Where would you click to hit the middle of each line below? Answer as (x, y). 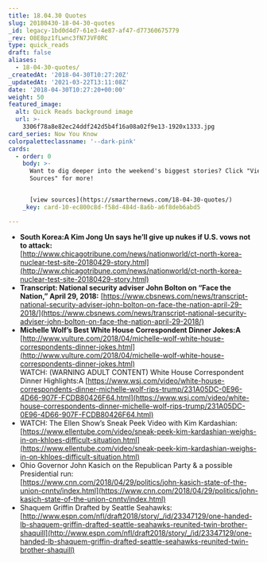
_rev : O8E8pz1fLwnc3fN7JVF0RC (58, 38)
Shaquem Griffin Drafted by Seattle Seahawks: (96, 507)
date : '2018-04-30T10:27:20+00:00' (67, 90)
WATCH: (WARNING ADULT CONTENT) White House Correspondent (132, 372)
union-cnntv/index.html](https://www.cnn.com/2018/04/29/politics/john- (139, 490)
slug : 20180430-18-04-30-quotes (62, 23)
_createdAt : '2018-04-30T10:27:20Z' (69, 75)
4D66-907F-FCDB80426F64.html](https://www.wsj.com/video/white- (134, 397)
